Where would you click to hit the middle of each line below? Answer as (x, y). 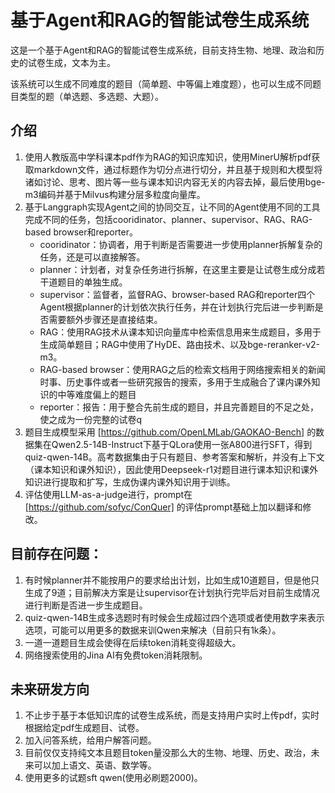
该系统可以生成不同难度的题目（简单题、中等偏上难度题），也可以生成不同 (161, 83)
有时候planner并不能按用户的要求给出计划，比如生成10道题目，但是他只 (172, 580)
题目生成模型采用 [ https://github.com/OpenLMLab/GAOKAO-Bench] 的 (170, 432)
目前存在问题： (56, 554)
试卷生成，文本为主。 (71, 62)
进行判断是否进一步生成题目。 (86, 605)
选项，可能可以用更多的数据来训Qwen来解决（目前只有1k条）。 (153, 630)
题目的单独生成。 (92, 282)
